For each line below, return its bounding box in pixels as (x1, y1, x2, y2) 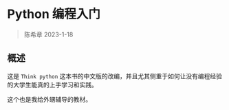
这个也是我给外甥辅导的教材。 (7, 95, 91, 103)
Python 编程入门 (7, 6, 101, 22)
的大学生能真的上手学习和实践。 (7, 80, 98, 89)
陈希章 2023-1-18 (23, 30, 74, 38)
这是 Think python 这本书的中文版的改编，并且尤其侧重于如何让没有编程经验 (7, 71, 222, 80)
